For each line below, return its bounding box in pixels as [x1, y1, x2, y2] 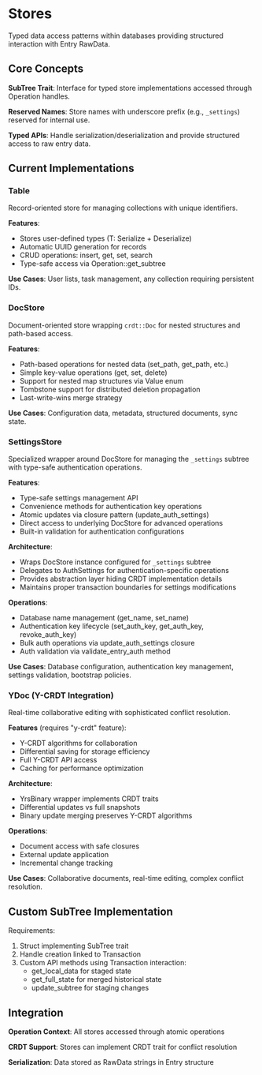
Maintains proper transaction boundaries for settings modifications [19, 582, 237, 592]
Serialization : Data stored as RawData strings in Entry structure [8, 1057, 215, 1066]
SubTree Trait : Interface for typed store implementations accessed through [8, 83, 253, 92]
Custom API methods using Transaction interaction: [19, 958, 186, 968]
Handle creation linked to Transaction [19, 950, 142, 959]
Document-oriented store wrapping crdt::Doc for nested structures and [8, 320, 241, 330]
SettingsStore [8, 436, 62, 447]
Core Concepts [8, 62, 84, 76]
